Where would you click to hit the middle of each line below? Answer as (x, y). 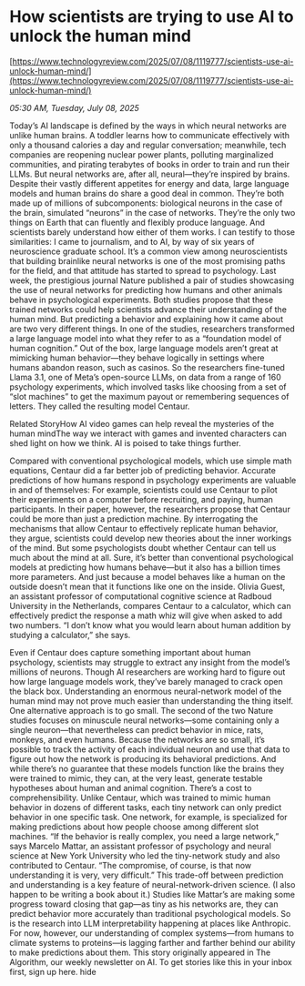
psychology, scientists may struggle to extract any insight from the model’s (150, 662)
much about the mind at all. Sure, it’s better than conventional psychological (152, 557)
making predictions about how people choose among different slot (134, 827)
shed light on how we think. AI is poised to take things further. (125, 442)
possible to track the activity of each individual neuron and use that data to (150, 749)
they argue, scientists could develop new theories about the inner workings (151, 538)
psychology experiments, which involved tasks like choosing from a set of (148, 386)
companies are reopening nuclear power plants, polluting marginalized (142, 154)
